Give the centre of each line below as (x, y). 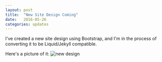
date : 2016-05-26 (26, 19)
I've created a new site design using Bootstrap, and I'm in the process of (81, 39)
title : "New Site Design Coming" (42, 15)
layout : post (19, 10)
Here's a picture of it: (27, 54)
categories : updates (27, 24)
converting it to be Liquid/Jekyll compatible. (51, 44)
